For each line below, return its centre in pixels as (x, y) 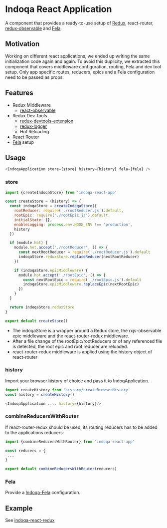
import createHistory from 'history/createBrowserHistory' (68, 390)
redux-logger (33, 126)
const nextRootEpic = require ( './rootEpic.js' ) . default (82, 280)
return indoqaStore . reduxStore (42, 307)
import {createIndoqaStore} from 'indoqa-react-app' (61, 192)
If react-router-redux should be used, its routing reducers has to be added (82, 427)
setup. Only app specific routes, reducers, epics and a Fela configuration (80, 72)
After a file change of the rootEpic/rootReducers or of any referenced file (87, 341)
